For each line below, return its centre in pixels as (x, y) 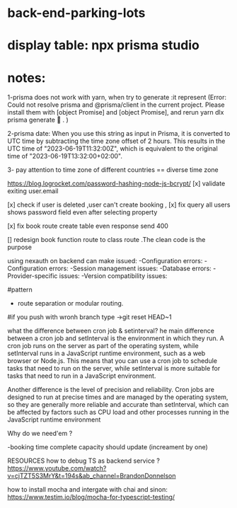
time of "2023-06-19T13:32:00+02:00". (65, 156)
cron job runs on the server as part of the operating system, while (103, 346)
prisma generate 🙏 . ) (38, 120)
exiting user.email (33, 191)
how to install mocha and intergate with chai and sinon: (88, 490)
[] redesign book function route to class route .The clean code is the (106, 240)
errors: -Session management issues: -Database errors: (131, 269)
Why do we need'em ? (40, 434)
